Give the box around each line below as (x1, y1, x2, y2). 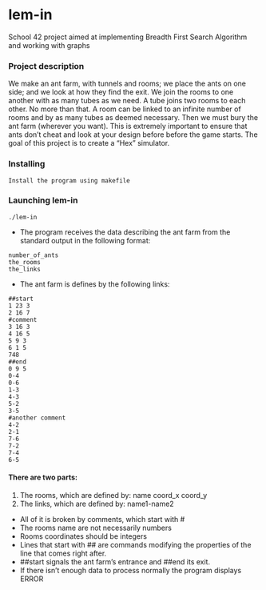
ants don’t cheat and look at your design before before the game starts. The (8, 130, 258, 139)
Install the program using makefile (8, 176, 130, 185)
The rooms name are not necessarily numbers (19, 523, 172, 533)
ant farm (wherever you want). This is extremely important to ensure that (8, 122, 248, 131)
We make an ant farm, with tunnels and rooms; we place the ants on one (8, 78, 246, 89)
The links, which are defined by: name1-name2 (19, 499, 174, 509)
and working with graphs (8, 40, 90, 50)
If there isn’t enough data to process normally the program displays (19, 566, 242, 576)
